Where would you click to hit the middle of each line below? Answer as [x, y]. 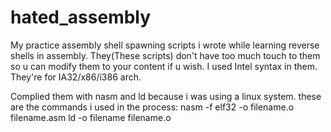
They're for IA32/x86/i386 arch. [76, 77]
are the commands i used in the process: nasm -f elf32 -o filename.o [152, 107]
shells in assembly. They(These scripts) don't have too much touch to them [165, 55]
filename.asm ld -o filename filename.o [91, 117]
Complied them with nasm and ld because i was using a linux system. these [166, 96]
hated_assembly [81, 17]
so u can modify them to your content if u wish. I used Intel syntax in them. [164, 66]
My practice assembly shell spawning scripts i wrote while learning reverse [165, 45]
